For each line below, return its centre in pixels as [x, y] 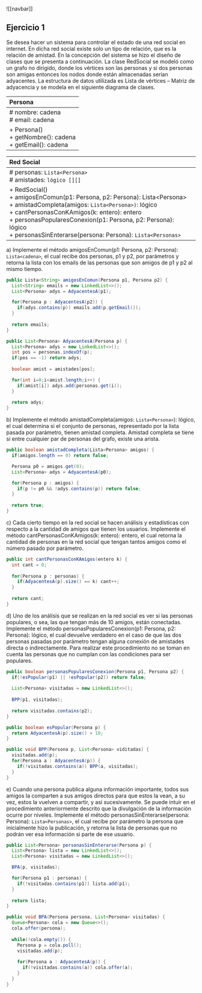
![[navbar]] [20, 9]
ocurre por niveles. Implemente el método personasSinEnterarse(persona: [98, 815]
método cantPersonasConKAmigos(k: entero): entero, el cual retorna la [94, 535]
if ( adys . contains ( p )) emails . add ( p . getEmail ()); [79, 308]
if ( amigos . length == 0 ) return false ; [60, 456]
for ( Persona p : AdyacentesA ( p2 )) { [57, 302]
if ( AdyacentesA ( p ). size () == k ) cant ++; [68, 582]
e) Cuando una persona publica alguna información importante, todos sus [98, 789]
